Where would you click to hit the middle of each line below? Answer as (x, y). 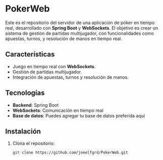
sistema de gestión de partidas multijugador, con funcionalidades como (79, 33)
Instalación (23, 131)
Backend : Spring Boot (36, 105)
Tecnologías (25, 93)
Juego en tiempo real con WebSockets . (54, 66)
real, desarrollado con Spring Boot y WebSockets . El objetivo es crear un (82, 28)
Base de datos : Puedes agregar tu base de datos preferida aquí (79, 115)
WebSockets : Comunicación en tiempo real (58, 110)
